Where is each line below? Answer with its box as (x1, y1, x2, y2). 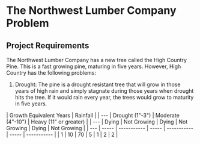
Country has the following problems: (6, 69, 97, 76)
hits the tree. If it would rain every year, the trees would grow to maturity (14, 94, 194, 101)
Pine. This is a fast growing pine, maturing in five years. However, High (6, 63, 181, 70)
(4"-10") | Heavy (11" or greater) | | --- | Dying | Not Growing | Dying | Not (6, 118, 188, 125)
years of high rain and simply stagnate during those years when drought (14, 87, 194, 94)
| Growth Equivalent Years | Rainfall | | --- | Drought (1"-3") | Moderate (6, 112, 180, 119)
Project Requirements (6, 40, 89, 51)
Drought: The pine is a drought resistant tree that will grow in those (14, 81, 181, 88)
